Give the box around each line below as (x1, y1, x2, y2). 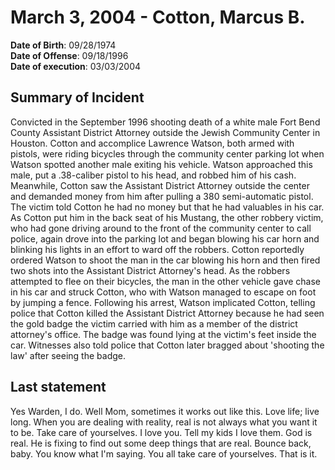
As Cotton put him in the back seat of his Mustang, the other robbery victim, (10, 211, 324, 223)
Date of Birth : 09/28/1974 (10, 39, 117, 51)
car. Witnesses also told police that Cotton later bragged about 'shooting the (10, 339, 325, 351)
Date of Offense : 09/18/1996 (10, 49, 129, 61)
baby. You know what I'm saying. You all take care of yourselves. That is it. (10, 447, 318, 460)
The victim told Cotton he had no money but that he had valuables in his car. (10, 201, 325, 213)
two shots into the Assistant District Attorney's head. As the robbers (10, 264, 291, 276)
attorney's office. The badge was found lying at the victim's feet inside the (10, 328, 317, 340)
